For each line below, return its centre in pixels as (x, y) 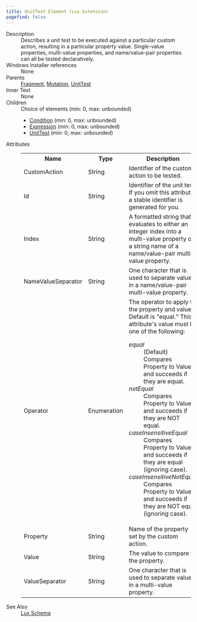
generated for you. (154, 207)
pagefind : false (26, 17)
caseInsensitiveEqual (158, 433)
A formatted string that (160, 216)
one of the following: (157, 331)
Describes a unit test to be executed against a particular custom (98, 40)
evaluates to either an (159, 224)
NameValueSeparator (53, 281)
